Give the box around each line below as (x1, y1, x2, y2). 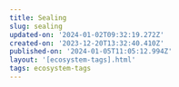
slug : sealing (9, 22, 64, 31)
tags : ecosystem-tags (9, 64, 92, 73)
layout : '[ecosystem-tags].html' (9, 55, 136, 64)
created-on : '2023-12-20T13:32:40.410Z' (9, 38, 165, 48)
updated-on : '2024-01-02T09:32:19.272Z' (9, 30, 165, 39)
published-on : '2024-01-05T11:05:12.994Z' (9, 47, 173, 56)
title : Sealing (9, 13, 67, 23)
